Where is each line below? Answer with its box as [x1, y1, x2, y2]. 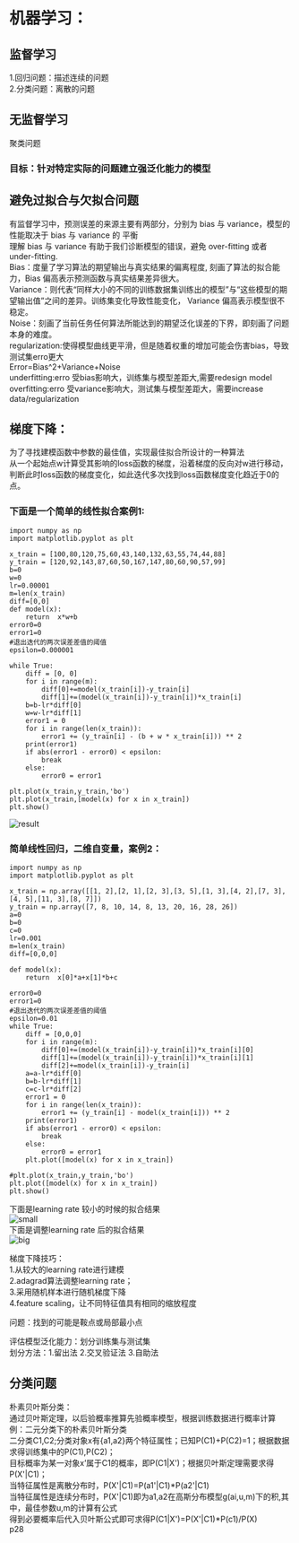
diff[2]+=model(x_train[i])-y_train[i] [41, 1060, 191, 1070]
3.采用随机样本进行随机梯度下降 [9, 1286, 127, 1297]
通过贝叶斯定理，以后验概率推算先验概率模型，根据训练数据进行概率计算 [9, 1412, 276, 1423]
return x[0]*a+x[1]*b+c [25, 972, 118, 982]
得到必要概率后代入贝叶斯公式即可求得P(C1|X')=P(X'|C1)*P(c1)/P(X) [9, 1513, 258, 1524]
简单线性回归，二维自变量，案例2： [9, 842, 163, 855]
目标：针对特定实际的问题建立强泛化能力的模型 [9, 162, 211, 175]
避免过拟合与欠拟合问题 [9, 193, 139, 208]
